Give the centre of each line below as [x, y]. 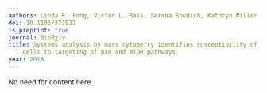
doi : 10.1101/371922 [43, 23]
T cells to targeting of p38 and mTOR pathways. [97, 52]
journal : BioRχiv [37, 37]
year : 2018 [26, 60]
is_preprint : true [39, 30]
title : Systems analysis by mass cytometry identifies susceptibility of [133, 45]
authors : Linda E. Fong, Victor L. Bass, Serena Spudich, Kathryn [120, 15]
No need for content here [50, 82]
